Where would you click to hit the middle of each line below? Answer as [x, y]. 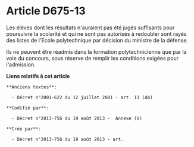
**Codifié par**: [28, 108]
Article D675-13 [46, 11]
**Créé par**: [24, 129]
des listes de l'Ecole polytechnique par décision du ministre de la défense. [97, 40]
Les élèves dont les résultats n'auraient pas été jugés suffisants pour [90, 27]
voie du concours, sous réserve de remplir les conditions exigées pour [93, 58]
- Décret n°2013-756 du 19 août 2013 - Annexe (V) [77, 118]
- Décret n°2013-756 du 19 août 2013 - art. [68, 139]
